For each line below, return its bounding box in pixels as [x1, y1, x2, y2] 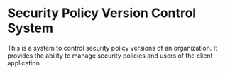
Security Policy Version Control [7, 5, 197, 21]
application [7, 58, 40, 67]
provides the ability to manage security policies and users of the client [7, 51, 213, 60]
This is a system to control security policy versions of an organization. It [7, 43, 218, 52]
